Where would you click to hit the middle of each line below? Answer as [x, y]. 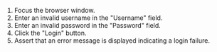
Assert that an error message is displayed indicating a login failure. [112, 41]
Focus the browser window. [54, 10]
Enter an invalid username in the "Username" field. [88, 18]
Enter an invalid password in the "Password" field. [88, 25]
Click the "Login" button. [50, 33]
